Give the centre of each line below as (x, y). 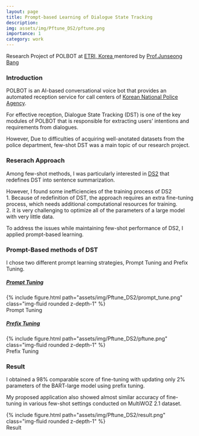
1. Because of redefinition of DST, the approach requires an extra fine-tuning (100, 198)
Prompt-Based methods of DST (52, 250)
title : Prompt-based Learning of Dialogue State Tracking (79, 17)
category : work (25, 39)
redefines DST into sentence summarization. (61, 180)
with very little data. (30, 217)
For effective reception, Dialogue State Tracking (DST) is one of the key (94, 115)
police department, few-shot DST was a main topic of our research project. (98, 145)
